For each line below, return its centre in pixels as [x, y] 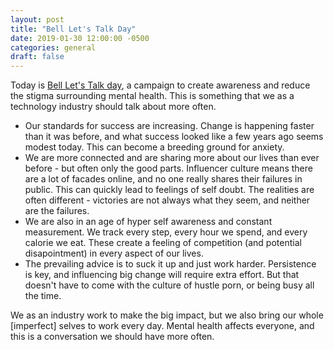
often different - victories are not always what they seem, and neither [167, 200]
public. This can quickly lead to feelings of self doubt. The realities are [169, 190]
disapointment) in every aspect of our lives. [114, 253]
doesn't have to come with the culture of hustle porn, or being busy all [169, 285]
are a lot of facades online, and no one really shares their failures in [163, 179]
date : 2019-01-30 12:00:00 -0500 [80, 38]
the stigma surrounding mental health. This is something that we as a [152, 96]
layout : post [37, 19]
